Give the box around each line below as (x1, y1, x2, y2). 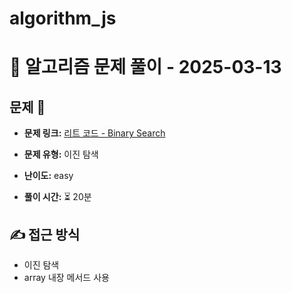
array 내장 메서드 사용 (23, 272, 110, 283)
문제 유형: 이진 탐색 (23, 148, 99, 161)
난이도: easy (23, 170, 74, 182)
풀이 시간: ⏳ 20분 (23, 191, 92, 203)
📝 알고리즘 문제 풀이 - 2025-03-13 (9, 56, 282, 79)
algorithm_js (9, 7, 117, 30)
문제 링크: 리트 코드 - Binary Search (23, 127, 166, 139)
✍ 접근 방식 (9, 226, 81, 243)
